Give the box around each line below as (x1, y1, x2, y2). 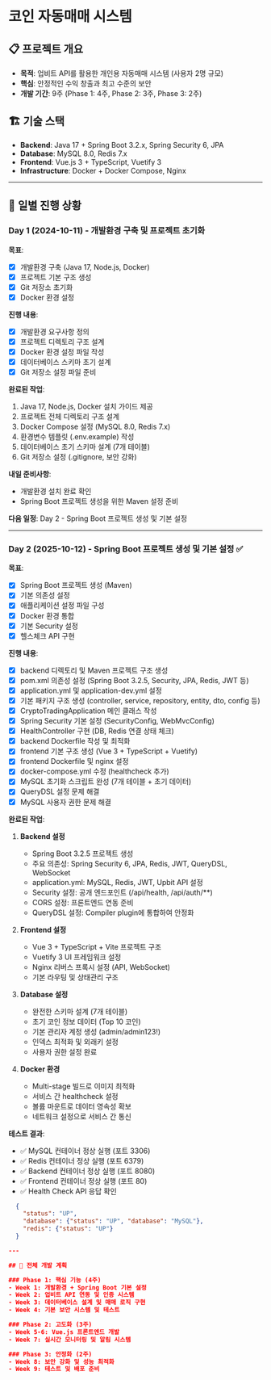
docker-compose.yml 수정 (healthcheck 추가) (19, 766, 169, 776)
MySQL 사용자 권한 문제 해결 (19, 797, 111, 807)
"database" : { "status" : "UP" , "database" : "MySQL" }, (23, 1217, 204, 1226)
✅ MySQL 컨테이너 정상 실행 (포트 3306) (19, 1146, 151, 1156)
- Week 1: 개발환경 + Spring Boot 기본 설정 (8, 1283, 147, 1292)
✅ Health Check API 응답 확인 (19, 1186, 117, 1196)
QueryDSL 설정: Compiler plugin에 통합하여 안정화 (31, 908, 194, 917)
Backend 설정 (19, 831, 66, 841)
